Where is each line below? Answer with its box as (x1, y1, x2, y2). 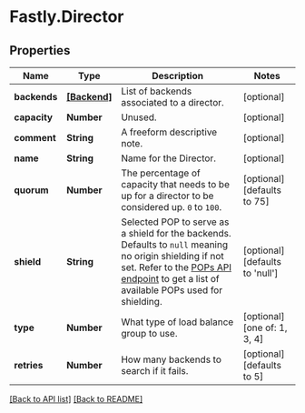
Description (151, 70, 204, 82)
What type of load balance (121, 316, 234, 328)
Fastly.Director (9, 6, 124, 27)
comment (14, 132, 56, 144)
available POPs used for (121, 284, 223, 297)
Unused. (121, 111, 157, 124)
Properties (9, 43, 71, 58)
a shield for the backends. (121, 227, 231, 239)
